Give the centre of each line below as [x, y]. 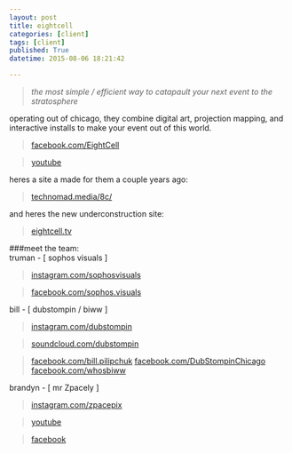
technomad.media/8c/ [71, 197]
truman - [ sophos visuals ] [59, 258]
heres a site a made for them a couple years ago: [99, 179]
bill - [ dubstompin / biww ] [59, 309]
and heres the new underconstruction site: [87, 214]
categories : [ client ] [49, 34]
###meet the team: [44, 248]
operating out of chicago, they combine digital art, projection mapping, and [146, 118]
